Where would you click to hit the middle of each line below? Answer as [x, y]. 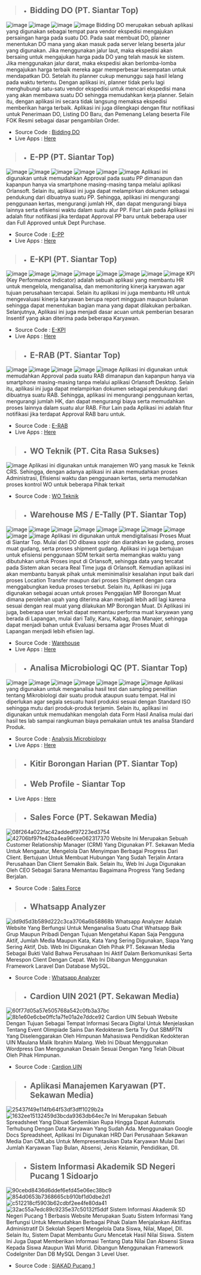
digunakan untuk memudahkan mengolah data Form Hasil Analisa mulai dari [100, 714]
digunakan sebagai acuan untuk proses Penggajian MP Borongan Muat [94, 593]
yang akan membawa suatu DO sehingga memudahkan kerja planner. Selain [100, 95]
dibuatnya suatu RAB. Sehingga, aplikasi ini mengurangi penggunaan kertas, [100, 395]
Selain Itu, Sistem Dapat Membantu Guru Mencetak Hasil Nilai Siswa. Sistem [100, 1235]
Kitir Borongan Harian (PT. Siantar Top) [104, 764]
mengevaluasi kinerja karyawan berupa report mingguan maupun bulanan [97, 299]
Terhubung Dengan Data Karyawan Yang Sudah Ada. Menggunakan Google [100, 1129]
